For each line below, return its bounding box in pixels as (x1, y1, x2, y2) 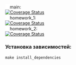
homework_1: (9, 15, 36, 21)
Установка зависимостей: (5, 43, 72, 50)
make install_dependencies (5, 55, 61, 61)
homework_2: (9, 26, 38, 31)
